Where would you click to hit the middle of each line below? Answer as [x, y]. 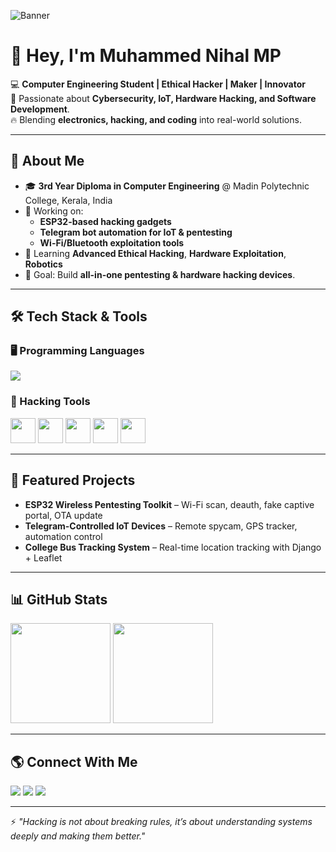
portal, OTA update [63, 515]
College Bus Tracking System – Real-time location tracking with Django [173, 547]
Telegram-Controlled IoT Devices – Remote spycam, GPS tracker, [161, 526]
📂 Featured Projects [73, 480]
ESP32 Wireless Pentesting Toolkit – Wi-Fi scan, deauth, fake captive [169, 504]
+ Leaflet [43, 557]
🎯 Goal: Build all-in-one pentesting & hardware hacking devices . [160, 274]
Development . [40, 109]
